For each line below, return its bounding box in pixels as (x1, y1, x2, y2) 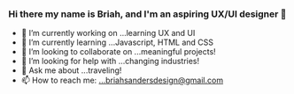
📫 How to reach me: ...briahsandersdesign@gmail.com (20, 75, 223, 86)
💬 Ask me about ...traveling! (20, 65, 122, 76)
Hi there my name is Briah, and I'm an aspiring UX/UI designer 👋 (8, 8, 287, 20)
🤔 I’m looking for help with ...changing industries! (20, 56, 200, 67)
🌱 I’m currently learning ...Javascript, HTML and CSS (20, 37, 214, 47)
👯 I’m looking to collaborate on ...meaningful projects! (20, 47, 216, 57)
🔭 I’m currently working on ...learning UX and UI (20, 28, 196, 39)
